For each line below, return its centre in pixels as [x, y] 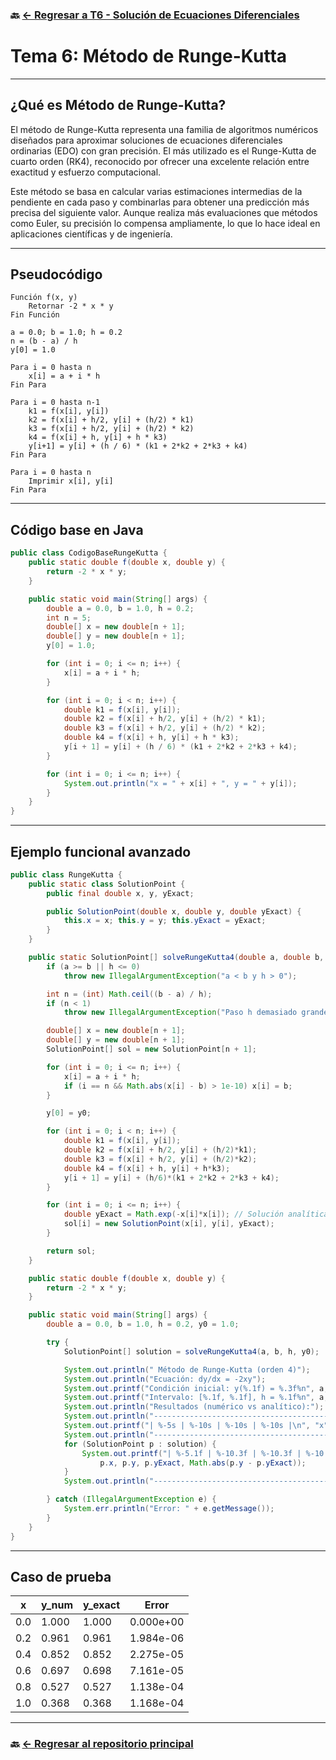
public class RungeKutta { [66, 874]
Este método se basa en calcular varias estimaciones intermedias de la [156, 191]
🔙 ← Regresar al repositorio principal [102, 1744]
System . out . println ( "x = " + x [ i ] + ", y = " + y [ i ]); [180, 783]
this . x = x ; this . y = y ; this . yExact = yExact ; [165, 921]
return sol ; [71, 1251]
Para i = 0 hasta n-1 [55, 403]
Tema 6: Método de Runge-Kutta [149, 56]
